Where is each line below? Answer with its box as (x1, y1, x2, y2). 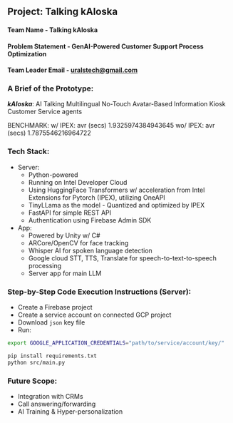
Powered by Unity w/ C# (28, 231, 101, 240)
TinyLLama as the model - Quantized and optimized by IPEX (28, 200, 205, 209)
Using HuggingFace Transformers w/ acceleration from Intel (28, 185, 205, 194)
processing (28, 261, 62, 270)
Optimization (7, 49, 47, 58)
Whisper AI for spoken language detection (28, 246, 153, 255)
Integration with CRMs (17, 392, 83, 400)
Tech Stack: (7, 146, 50, 156)
